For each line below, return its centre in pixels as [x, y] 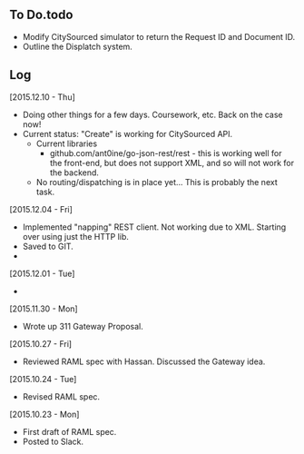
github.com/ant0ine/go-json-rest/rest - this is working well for [166, 153]
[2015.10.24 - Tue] [43, 379]
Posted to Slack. [53, 441]
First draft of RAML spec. [69, 431]
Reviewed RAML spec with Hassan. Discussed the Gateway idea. [144, 361]
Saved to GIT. [48, 246]
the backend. [74, 173]
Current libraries [67, 143]
